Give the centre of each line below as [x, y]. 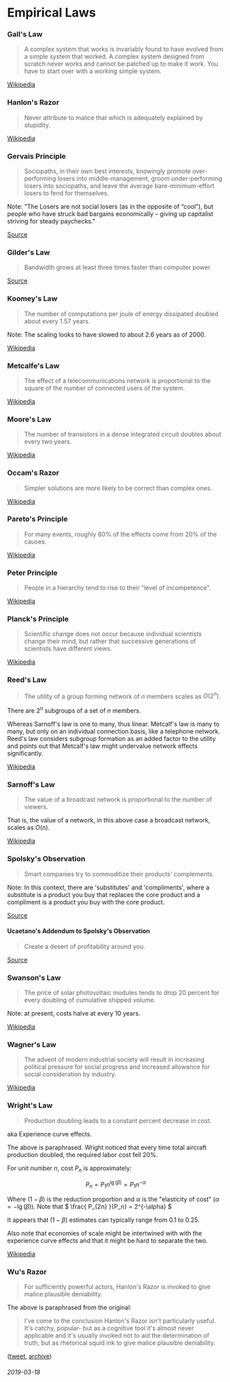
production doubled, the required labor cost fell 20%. [83, 1154]
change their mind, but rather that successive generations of [110, 641]
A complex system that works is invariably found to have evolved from [124, 49]
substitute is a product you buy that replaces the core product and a [104, 894]
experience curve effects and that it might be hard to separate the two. [107, 1241]
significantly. [25, 753]
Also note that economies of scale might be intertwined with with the [105, 1233]
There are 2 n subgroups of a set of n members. [74, 710]
